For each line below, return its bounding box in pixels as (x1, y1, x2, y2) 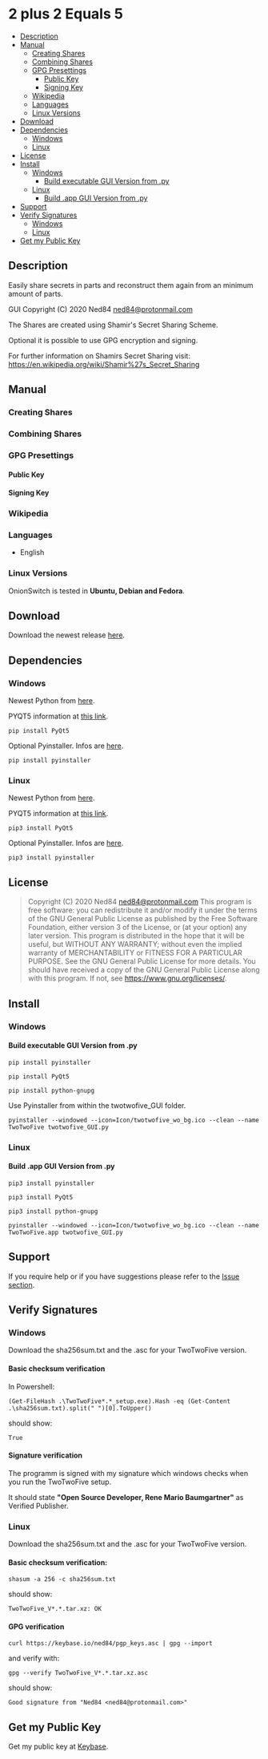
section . (8, 1280, 35, 1289)
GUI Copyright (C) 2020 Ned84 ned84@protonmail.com (8, 304, 194, 313)
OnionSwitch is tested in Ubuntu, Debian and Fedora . (8, 586, 186, 596)
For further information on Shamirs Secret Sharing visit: (8, 350, 190, 361)
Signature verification (8, 1450, 82, 1460)
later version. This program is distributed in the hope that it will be (27, 931, 246, 940)
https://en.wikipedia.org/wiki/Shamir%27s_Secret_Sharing (8, 359, 200, 369)
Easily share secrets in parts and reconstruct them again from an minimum (8, 280, 254, 289)
